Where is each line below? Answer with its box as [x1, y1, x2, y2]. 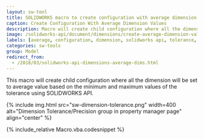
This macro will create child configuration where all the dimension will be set [6, 76, 198, 84]
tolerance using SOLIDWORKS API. [6, 89, 94, 97]
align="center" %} [6, 114, 52, 121]
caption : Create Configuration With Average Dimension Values [6, 20, 167, 26]
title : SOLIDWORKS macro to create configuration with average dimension [6, 15, 197, 21]
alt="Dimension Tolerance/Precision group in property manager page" [6, 107, 182, 115]
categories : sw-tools [6, 43, 61, 49]
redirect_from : [6, 54, 45, 60]
